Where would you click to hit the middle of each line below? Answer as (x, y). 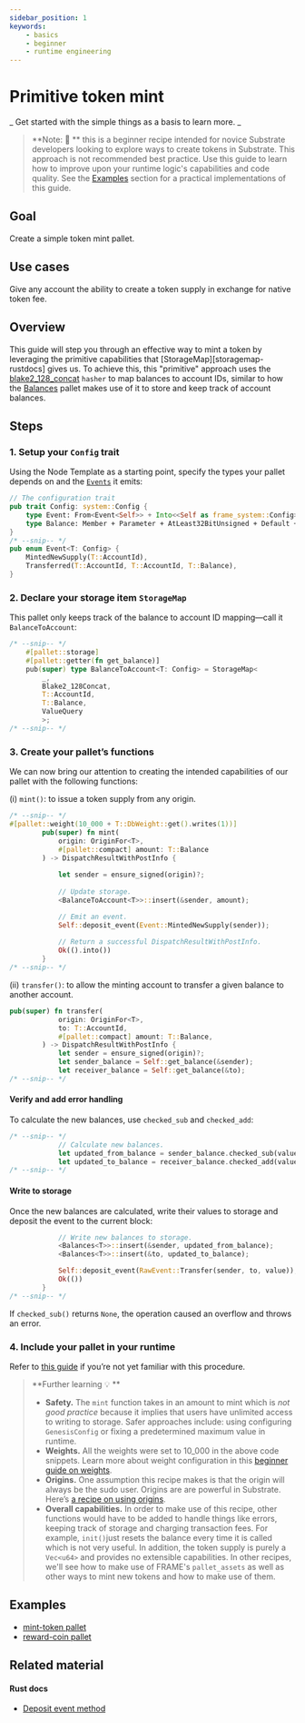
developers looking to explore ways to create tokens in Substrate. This (163, 149)
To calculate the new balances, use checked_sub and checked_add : (132, 1120)
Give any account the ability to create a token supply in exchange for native (150, 289)
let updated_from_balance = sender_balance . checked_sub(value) (180, 1153)
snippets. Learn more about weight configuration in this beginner (167, 1460)
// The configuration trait (63, 498)
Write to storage (41, 1191)
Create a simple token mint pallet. (72, 238)
